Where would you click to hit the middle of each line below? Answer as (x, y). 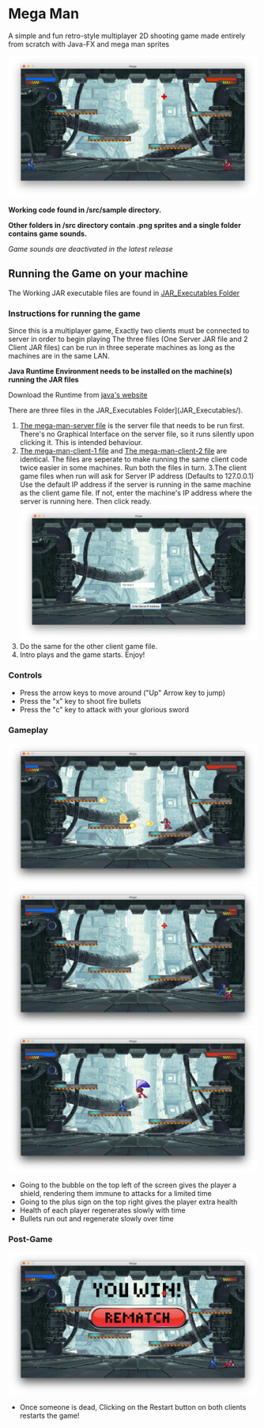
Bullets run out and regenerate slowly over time (96, 1219)
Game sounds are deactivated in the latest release (91, 249)
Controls (25, 675)
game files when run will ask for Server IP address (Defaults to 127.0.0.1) (137, 476)
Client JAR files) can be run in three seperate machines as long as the (122, 347)
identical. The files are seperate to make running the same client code (133, 459)
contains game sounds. (48, 234)
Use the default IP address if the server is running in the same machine (135, 484)
